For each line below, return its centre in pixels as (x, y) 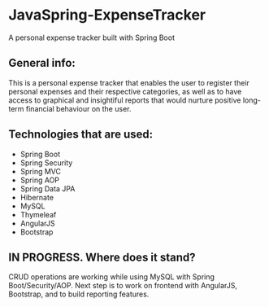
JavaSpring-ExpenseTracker (107, 15)
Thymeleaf (38, 214)
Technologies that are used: (81, 135)
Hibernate (37, 197)
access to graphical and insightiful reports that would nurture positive (125, 100)
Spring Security (46, 162)
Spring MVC (41, 171)
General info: (42, 63)
